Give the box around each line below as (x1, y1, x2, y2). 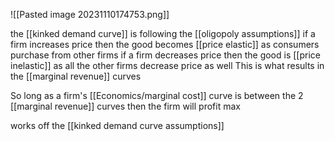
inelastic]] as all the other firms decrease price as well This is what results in (10, 60, 325, 71)
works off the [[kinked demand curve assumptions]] (10, 120, 225, 131)
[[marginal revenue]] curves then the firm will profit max (10, 100, 241, 112)
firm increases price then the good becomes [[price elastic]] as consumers (10, 39, 320, 50)
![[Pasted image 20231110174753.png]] (10, 9, 170, 20)
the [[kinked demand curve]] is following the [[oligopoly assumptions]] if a (10, 28, 316, 39)
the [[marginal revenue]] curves (10, 70, 142, 82)
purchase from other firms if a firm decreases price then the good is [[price (10, 49, 321, 61)
